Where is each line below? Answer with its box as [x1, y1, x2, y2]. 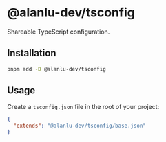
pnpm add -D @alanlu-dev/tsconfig [7, 65, 107, 73]
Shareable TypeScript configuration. [7, 27, 110, 36]
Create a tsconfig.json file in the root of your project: [7, 103, 160, 111]
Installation [7, 47, 56, 59]
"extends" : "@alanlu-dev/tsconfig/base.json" [13, 122, 147, 130]
